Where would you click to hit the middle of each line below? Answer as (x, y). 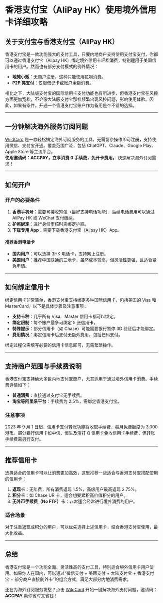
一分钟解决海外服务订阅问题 (47, 127)
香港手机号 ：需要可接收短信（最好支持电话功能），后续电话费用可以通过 (83, 212)
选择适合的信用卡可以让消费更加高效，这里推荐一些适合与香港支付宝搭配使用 (81, 473)
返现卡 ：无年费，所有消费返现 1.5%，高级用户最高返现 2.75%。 (75, 489)
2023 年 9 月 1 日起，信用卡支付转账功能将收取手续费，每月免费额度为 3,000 (81, 427)
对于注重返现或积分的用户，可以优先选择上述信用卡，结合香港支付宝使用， (79, 527)
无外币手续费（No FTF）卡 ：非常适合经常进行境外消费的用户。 (75, 501)
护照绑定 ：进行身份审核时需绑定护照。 (50, 224)
